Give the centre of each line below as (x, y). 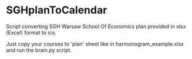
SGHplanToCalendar (57, 10)
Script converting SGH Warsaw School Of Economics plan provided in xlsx (96, 26)
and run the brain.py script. (39, 50)
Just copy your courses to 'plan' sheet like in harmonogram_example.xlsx (95, 44)
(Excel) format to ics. (31, 32)
